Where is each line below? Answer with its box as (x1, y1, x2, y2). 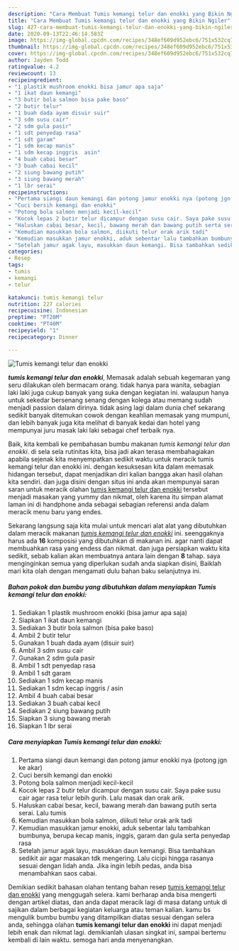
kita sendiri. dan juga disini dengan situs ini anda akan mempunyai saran (8, 477, 220, 486)
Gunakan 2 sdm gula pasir (18, 653, 95, 662)
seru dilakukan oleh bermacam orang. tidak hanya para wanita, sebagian (8, 381, 221, 389)
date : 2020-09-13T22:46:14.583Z (8, 30, 104, 38)
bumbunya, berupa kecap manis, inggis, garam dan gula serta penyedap (18, 831, 230, 839)
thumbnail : (8, 43, 40, 50)
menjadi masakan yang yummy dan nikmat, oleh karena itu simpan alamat (8, 492, 224, 501)
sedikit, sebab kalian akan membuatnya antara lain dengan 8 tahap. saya (8, 551, 221, 560)
